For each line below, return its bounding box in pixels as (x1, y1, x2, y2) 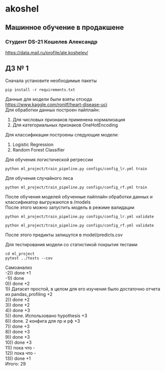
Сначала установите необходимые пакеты (5, 78, 97, 84)
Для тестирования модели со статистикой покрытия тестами (5, 241, 137, 247)
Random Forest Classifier (12, 146, 65, 153)
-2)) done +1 (5, 270, 31, 276)
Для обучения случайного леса (5, 175, 73, 181)
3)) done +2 (5, 302, 30, 308)
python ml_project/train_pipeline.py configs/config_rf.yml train (5, 185, 147, 190)
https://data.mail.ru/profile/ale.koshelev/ (5, 49, 89, 55)
